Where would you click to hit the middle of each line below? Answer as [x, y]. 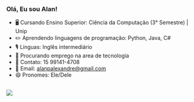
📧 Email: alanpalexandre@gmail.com [60, 69]
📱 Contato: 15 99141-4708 [47, 62]
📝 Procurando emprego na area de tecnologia [72, 56]
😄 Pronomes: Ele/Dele [43, 75]
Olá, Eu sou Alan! [32, 9]
